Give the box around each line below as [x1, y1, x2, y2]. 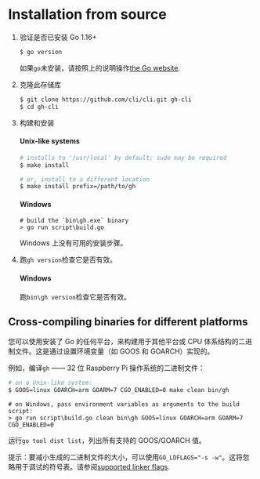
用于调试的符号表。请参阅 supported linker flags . [14, 463, 171, 472]
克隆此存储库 [19, 80, 61, 89]
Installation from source [8, 5, 167, 24]
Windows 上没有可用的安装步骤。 [19, 238, 128, 248]
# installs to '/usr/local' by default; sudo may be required [19, 154, 227, 161]
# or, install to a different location [19, 175, 150, 183]
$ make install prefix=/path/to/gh [19, 183, 136, 191]
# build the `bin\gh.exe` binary [19, 217, 129, 225]
